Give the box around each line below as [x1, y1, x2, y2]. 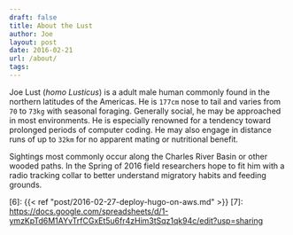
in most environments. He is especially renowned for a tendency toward [9, 114, 272, 125]
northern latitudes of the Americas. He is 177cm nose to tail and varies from [9, 96, 281, 106]
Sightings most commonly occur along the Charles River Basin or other [9, 151, 268, 161]
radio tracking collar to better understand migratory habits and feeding [9, 169, 267, 180]
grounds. [9, 179, 42, 190]
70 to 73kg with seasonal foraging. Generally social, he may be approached [9, 106, 281, 116]
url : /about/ [9, 54, 58, 63]
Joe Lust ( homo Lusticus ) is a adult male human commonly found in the [9, 86, 270, 98]
